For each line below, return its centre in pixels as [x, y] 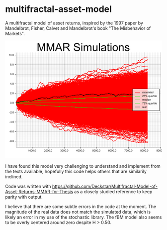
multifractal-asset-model [58, 9]
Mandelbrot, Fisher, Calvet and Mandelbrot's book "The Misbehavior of [78, 28]
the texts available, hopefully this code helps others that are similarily [76, 171]
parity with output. [24, 197]
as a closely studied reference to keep [113, 191]
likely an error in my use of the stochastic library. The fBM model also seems [83, 217]
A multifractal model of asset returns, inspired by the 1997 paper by [74, 23]
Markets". [15, 33]
